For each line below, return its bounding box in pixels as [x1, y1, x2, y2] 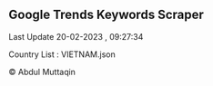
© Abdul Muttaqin [8, 66, 76, 77]
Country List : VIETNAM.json [8, 49, 116, 60]
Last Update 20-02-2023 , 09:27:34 [8, 31, 144, 42]
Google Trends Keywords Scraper [8, 7, 204, 23]
